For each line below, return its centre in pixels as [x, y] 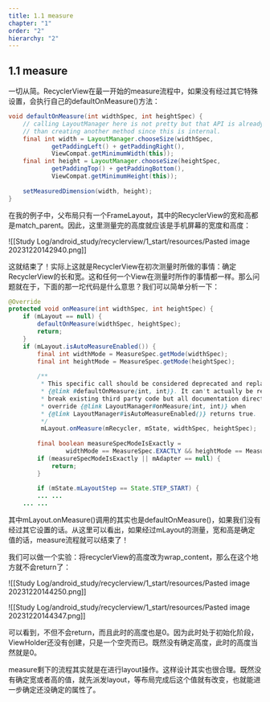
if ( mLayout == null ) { [63, 317]
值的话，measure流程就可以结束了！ [69, 540]
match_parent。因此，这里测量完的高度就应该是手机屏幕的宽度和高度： [133, 225]
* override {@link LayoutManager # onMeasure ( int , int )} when [143, 406]
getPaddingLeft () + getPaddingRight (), [118, 146]
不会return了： [46, 567]
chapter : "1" [30, 23]
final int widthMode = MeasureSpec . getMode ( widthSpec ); [133, 354]
